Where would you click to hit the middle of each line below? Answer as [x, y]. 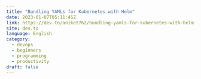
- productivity [31, 61]
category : [19, 39]
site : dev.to [22, 28]
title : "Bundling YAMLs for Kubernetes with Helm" [71, 12]
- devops [22, 45]
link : [13, 23]
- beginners [27, 50]
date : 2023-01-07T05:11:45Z [41, 17]
